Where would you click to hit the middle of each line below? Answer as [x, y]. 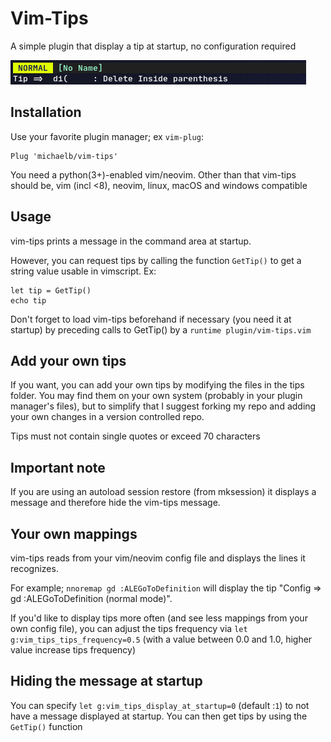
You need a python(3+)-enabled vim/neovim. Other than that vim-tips [153, 174]
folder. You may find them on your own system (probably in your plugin [156, 396]
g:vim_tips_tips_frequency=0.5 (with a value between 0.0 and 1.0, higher [161, 639]
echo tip [28, 300]
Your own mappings [74, 533]
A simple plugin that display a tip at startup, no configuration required [153, 46]
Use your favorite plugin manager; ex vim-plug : [107, 136]
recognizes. [34, 568]
